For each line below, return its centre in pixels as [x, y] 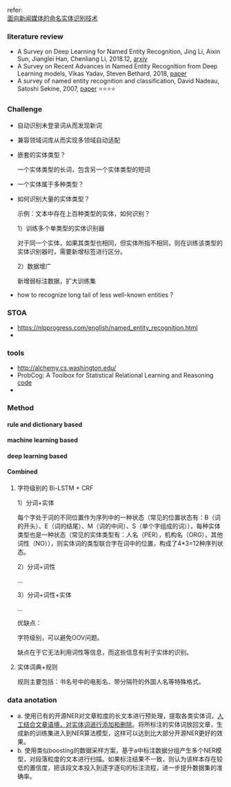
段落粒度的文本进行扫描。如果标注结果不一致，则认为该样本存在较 [129, 759]
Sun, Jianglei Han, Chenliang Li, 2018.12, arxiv [82, 59]
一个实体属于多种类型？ [50, 184]
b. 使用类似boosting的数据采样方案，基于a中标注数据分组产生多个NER [116, 750]
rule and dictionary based [45, 424]
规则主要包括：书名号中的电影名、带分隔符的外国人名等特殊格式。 [111, 682]
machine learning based [42, 440]
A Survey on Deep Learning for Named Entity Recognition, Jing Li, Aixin [119, 52]
